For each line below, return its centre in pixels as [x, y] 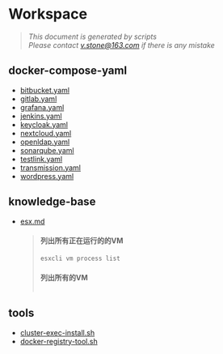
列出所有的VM [64, 278]
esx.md [32, 221]
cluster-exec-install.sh [57, 332]
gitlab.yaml [38, 99]
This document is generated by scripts [93, 36]
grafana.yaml [42, 107]
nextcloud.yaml [46, 133]
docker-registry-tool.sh [59, 341]
